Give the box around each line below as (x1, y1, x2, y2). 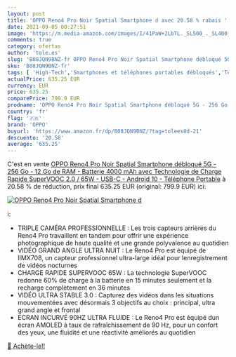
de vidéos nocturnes (17, 261, 78, 270)
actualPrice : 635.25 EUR (7, 75, 80, 83)
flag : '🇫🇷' (7, 114, 42, 121)
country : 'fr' (7, 108, 49, 115)
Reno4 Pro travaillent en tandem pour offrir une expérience (17, 231, 189, 240)
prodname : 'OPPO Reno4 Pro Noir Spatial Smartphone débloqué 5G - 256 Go (7, 102, 228, 109)
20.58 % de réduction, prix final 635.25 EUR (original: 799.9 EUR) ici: (7, 182, 206, 191)
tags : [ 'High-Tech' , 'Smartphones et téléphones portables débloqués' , (7, 69, 221, 76)
